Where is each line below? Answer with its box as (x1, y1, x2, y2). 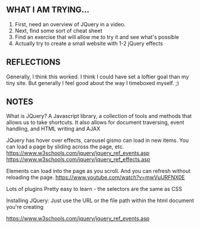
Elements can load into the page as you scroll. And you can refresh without (6, 168, 191, 175)
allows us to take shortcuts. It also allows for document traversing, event (6, 119, 184, 126)
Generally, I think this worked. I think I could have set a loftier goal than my (6, 73, 189, 80)
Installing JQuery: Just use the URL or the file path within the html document (6, 197, 194, 204)
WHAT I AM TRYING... (6, 5, 90, 15)
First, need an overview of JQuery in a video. (14, 20, 126, 28)
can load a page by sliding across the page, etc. (6, 143, 124, 150)
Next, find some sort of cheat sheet (14, 27, 103, 34)
